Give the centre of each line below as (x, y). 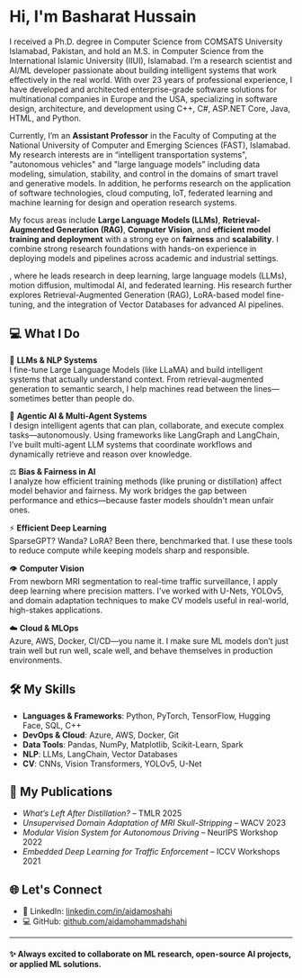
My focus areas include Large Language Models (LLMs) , (115, 220)
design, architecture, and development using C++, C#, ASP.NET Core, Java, (150, 108)
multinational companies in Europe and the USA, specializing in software (143, 99)
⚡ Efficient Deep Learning (58, 528)
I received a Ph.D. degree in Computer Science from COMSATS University (146, 41)
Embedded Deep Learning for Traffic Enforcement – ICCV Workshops (151, 852)
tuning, (22, 304)
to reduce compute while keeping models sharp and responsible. (129, 550)
